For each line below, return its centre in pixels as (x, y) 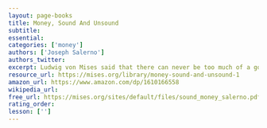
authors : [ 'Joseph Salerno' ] (56, 52)
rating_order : (32, 104)
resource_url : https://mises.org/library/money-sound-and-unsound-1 (124, 75)
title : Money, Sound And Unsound (64, 23)
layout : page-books (41, 16)
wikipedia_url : (33, 89)
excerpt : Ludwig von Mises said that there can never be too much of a (129, 68)
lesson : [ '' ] (30, 112)
